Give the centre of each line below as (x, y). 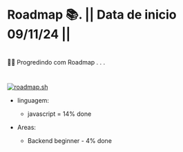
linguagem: (33, 100)
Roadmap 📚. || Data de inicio (92, 15)
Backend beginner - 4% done (70, 140)
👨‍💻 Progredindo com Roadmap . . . (56, 62)
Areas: (27, 127)
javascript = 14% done (59, 114)
